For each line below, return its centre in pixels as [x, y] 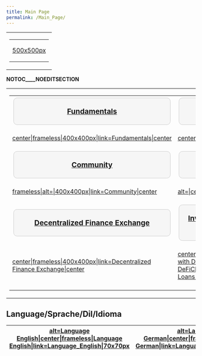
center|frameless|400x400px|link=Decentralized [82, 261]
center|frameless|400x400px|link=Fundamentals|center [92, 138]
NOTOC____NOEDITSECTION [43, 79]
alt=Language [69, 331]
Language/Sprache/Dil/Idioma [64, 314]
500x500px [29, 50]
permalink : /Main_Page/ [36, 17]
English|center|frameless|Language [69, 339]
